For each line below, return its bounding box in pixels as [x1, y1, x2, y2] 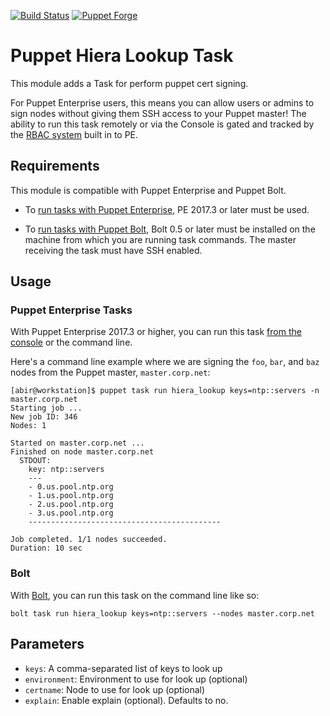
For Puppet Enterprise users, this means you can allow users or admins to [10, 96, 315, 109]
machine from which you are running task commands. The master [24, 233, 297, 245]
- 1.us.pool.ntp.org [28, 491, 114, 501]
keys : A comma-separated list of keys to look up [24, 662, 223, 674]
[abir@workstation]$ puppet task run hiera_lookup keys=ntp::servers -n [10, 386, 320, 396]
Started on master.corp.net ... [10, 438, 145, 449]
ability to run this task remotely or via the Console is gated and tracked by [10, 118, 315, 130]
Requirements [10, 158, 100, 175]
